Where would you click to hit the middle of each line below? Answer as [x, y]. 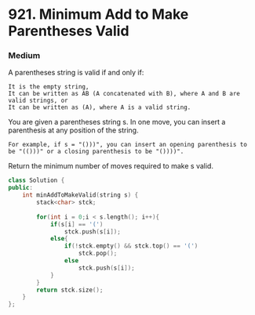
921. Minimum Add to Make [98, 14]
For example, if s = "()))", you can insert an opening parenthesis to [127, 145]
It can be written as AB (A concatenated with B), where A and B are [124, 94]
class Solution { [36, 181]
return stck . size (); [70, 290]
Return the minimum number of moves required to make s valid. [111, 166]
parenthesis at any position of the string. [73, 130]
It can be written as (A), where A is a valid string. [100, 107]
